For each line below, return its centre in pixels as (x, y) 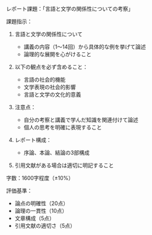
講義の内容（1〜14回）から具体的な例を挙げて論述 (85, 47)
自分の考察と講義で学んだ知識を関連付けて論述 (81, 120)
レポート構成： (33, 140)
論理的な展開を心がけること (58, 54)
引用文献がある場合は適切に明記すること (64, 165)
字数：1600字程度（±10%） (40, 178)
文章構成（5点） (35, 218)
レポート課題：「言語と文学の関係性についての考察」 (70, 9)
